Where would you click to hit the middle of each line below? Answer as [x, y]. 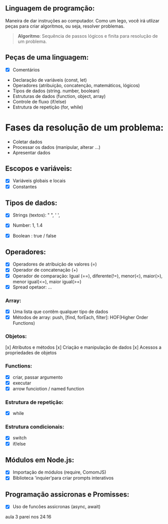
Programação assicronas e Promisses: [67, 494]
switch [20, 438]
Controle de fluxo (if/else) [39, 101]
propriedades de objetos [31, 353]
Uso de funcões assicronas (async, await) [56, 507]
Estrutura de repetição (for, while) [48, 107]
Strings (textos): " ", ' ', [36, 215]
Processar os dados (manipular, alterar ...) [56, 147]
